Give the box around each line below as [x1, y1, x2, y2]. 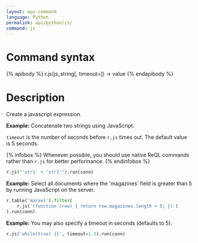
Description [6, 91, 65, 104]
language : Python [6, 14, 49, 20]
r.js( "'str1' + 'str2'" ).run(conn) [6, 170, 94, 175]
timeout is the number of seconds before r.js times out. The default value [6, 134, 187, 141]
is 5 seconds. [6, 140, 39, 147]
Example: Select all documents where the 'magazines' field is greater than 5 [6, 180, 192, 187]
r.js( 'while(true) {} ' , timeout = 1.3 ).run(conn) [6, 231, 126, 237]
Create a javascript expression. [6, 111, 82, 118]
